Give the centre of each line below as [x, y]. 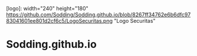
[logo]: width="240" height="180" [47, 8]
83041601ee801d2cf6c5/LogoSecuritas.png [60, 21]
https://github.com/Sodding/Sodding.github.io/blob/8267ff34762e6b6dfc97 [98, 15]
